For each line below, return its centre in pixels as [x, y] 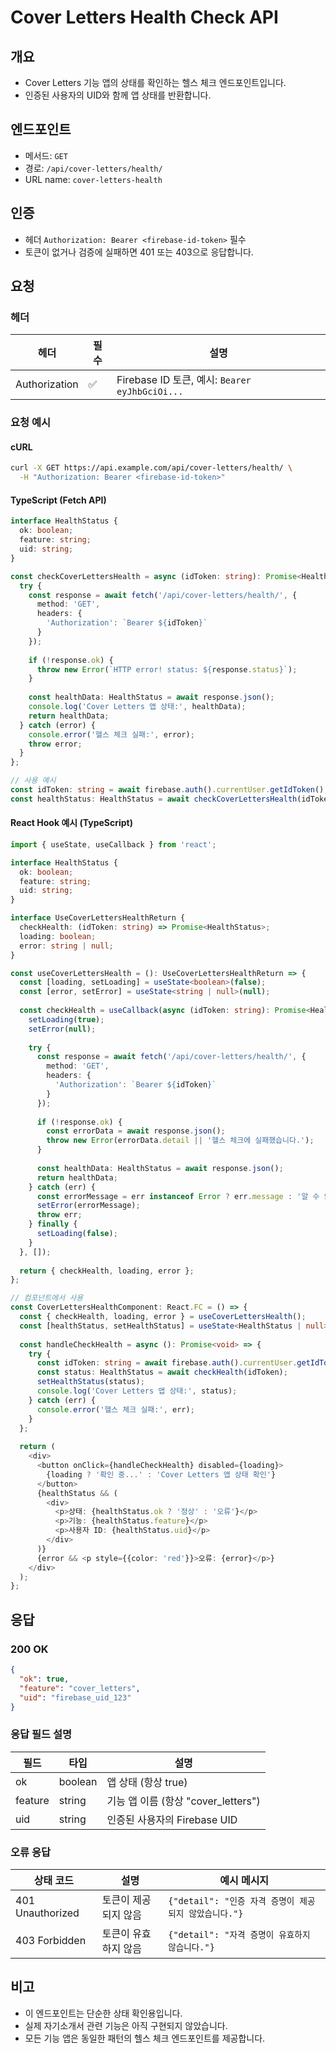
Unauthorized [47, 1913]
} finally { [53, 1224]
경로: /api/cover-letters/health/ [93, 168]
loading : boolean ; [58, 936]
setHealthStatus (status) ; [90, 1382]
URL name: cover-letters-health [93, 179]
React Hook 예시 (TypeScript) [71, 823]
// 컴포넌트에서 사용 [47, 1298]
